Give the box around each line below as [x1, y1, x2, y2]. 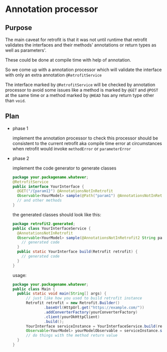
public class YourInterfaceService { [12, 226, 91, 231]
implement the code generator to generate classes [12, 165, 117, 171]
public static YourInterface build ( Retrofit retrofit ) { [17, 249, 138, 254]
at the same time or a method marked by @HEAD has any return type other [5, 92, 155, 98]
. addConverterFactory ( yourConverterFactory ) [44, 309, 138, 314]
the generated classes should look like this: [12, 211, 101, 217]
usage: [12, 272, 27, 278]
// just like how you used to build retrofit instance [25, 296, 143, 301]
